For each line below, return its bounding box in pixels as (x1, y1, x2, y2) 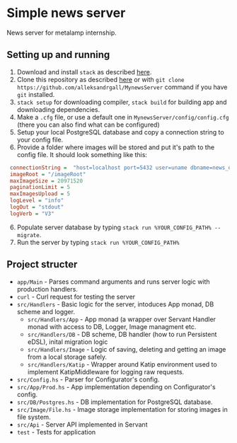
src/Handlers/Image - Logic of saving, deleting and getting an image (27, 345, 226, 353)
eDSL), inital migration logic (27, 338, 108, 346)
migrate (16, 231, 40, 238)
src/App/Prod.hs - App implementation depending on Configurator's (16, 382, 216, 391)
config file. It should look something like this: (16, 150, 148, 159)
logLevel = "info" (9, 197, 64, 205)
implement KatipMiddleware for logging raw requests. (27, 367, 185, 376)
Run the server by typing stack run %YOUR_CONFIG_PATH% (16, 238, 180, 246)
